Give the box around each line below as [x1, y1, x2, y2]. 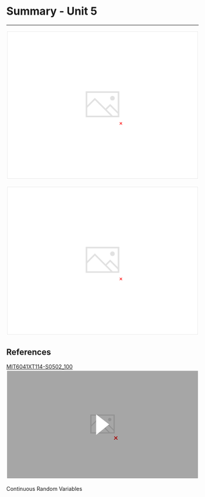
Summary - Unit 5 [6, 4, 98, 18]
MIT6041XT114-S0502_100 [6, 363, 73, 371]
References [6, 347, 51, 357]
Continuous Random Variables [6, 485, 82, 492]
